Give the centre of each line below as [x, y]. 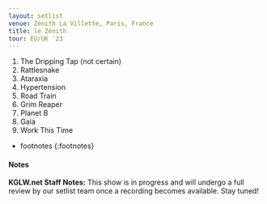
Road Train [38, 96]
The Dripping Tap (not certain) [71, 62]
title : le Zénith [38, 31]
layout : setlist [36, 16]
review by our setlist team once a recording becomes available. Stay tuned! [133, 191]
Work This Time [47, 130]
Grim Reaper [41, 104]
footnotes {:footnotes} [57, 146]
